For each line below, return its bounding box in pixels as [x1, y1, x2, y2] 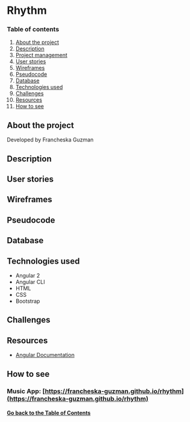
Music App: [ [7, 386, 46, 395]
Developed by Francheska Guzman [7, 136, 94, 143]
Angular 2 [15, 272, 40, 279]
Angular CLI [15, 278, 45, 286]
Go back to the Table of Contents [7, 409, 91, 417]
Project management [15, 52, 68, 59]
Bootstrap [15, 297, 40, 305]
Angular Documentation [15, 352, 75, 359]
